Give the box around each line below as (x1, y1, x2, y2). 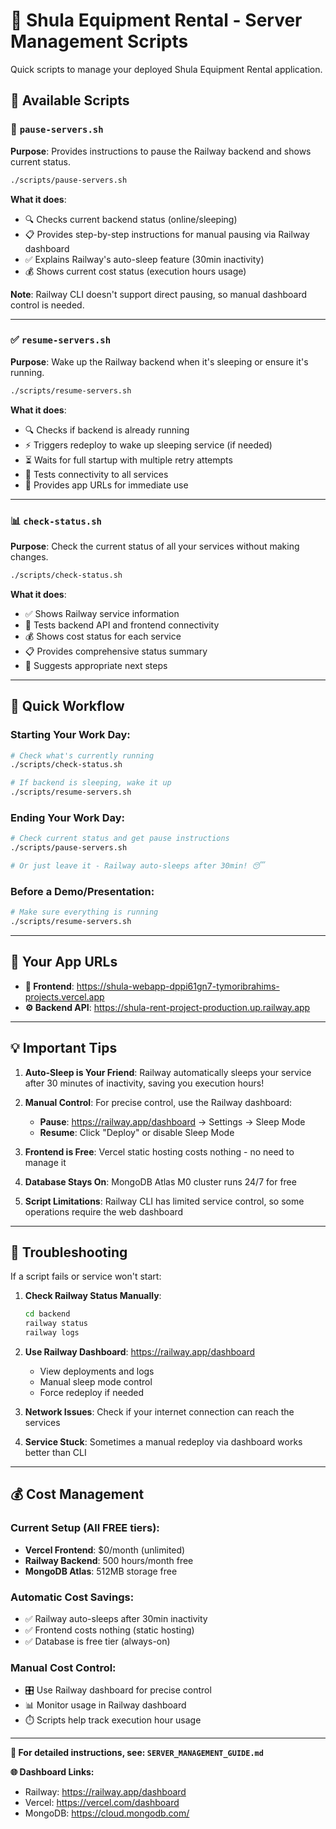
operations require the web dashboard (24, 1205, 184, 1218)
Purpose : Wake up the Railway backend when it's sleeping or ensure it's (10, 355, 309, 368)
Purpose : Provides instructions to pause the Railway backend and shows (10, 145, 312, 157)
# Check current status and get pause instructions (10, 834, 230, 844)
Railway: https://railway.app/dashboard (24, 1786, 187, 1798)
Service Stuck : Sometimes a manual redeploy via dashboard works (24, 1436, 303, 1448)
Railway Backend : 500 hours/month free (24, 1554, 194, 1566)
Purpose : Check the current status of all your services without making (10, 540, 300, 552)
